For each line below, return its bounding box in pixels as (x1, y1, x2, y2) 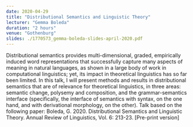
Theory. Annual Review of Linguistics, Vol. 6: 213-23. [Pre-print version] (6, 114, 180, 121)
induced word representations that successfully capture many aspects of (6, 58, 183, 65)
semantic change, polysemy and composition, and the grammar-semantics (6, 89, 187, 96)
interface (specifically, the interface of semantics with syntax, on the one (6, 95, 183, 102)
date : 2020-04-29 (6, 8, 49, 15)
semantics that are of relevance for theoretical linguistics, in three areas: (6, 83, 181, 90)
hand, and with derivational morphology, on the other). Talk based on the (6, 102, 182, 108)
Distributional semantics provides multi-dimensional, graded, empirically (6, 52, 181, 59)
